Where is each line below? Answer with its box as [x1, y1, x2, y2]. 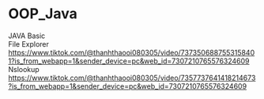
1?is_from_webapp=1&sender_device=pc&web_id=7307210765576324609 [8, 56, 251, 66]
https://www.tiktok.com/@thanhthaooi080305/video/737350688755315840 [8, 48, 255, 57]
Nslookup [8, 64, 40, 74]
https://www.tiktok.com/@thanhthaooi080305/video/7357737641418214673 [8, 73, 256, 82]
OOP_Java [8, 5, 77, 23]
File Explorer [8, 39, 50, 48]
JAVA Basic [8, 31, 46, 40]
